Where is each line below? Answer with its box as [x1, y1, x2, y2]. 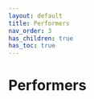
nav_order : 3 [8, 27, 52, 35]
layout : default [8, 11, 63, 20]
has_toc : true [8, 42, 56, 50]
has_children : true [8, 34, 74, 43]
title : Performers [8, 19, 70, 27]
